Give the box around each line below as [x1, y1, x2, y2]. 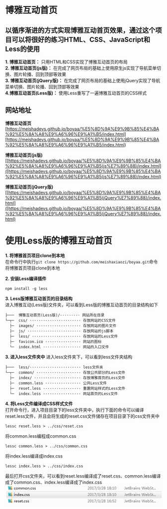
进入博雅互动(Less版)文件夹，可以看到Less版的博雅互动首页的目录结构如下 [5, 301, 158, 307]
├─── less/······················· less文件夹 [5, 365, 103, 370]
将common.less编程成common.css [5, 433, 77, 439]
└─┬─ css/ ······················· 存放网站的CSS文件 [5, 318, 116, 323]
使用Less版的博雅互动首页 [5, 235, 112, 246]
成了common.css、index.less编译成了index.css [5, 479, 102, 485]
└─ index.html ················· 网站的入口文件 [9, 344, 109, 349]
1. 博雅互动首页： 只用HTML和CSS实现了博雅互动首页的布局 [5, 59, 128, 65]
